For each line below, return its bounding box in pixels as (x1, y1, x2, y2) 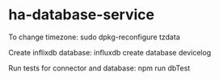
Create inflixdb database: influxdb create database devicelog (8, 47, 212, 57)
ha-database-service (8, 6, 155, 24)
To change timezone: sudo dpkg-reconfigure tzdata (8, 32, 180, 42)
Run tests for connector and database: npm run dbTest (8, 63, 191, 73)
